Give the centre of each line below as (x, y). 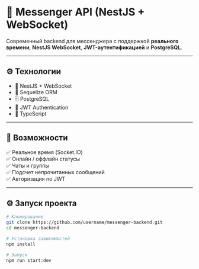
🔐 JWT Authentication (41, 107)
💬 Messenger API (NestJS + (76, 12)
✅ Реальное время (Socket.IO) (44, 152)
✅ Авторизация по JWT (36, 179)
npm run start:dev (29, 260)
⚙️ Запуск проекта (41, 203)
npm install (21, 244)
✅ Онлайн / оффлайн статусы (43, 159)
